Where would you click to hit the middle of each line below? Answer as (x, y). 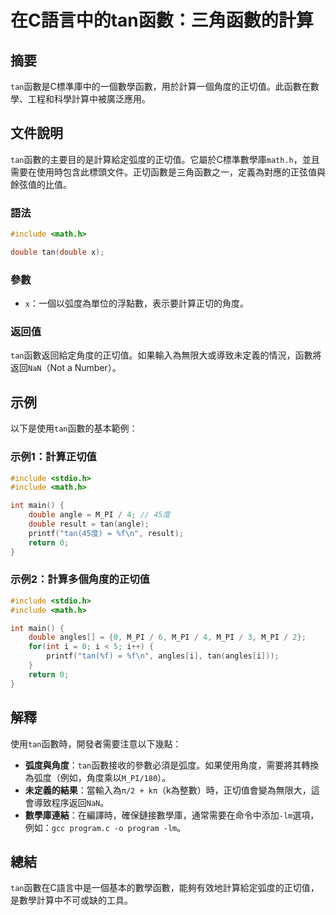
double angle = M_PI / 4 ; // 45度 (99, 515)
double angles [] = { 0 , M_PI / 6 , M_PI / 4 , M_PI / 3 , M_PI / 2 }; (167, 637)
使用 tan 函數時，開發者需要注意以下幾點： (96, 743)
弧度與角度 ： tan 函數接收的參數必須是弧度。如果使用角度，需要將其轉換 (172, 765)
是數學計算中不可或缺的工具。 (71, 900)
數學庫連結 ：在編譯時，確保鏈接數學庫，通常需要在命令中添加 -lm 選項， (172, 815)
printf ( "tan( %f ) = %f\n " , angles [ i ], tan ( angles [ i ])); (163, 656)
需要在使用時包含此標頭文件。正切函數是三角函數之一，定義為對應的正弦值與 (168, 172)
